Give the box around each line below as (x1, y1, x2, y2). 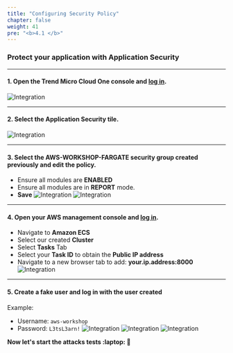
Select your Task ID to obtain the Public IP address (17, 251, 164, 259)
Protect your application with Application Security (7, 53, 180, 63)
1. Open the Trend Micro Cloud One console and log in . (7, 77, 167, 85)
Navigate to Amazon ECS (17, 229, 90, 237)
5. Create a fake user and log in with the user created (7, 288, 163, 296)
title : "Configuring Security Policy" (7, 10, 119, 17)
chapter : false (7, 17, 51, 24)
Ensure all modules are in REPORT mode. (17, 183, 135, 192)
